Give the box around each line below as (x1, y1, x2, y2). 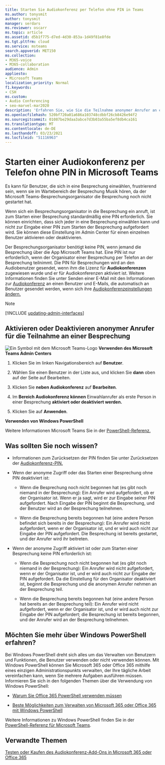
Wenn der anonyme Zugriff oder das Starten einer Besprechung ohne (12, 469, 153, 475)
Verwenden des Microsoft (98, 345, 153, 351)
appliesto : (5, 71, 27, 76)
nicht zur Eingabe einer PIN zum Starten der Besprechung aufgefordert (5, 224, 149, 230)
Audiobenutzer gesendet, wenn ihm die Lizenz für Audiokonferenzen (5, 265, 146, 271)
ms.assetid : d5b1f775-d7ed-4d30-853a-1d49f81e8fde (5, 35, 111, 40)
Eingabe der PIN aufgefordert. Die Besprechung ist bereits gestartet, (19, 530, 158, 536)
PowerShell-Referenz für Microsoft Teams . (5, 722, 92, 728)
